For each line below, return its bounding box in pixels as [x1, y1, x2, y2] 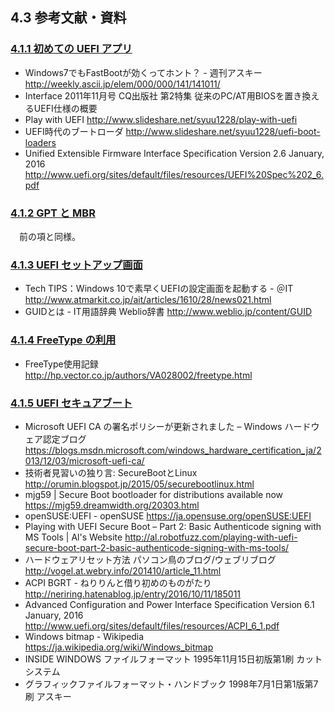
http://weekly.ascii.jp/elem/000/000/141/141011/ [24, 78, 221, 90]
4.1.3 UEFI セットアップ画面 [10, 258, 143, 272]
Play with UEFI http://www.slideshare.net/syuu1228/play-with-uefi [24, 113, 298, 125]
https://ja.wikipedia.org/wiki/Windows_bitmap [24, 641, 214, 653]
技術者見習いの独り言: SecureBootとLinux [24, 466, 198, 478]
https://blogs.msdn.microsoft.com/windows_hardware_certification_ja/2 [24, 444, 322, 456]
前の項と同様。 [18, 230, 81, 242]
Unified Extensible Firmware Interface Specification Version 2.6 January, [24, 147, 325, 159]
